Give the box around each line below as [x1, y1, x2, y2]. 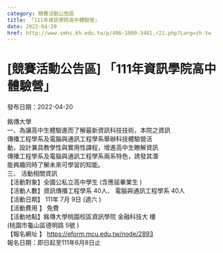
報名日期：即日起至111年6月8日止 [7, 238, 101, 247]
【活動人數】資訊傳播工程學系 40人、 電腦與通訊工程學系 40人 [7, 187, 185, 195]
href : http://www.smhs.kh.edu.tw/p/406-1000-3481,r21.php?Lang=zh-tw [7, 29, 212, 37]
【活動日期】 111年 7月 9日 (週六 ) [7, 195, 101, 204]
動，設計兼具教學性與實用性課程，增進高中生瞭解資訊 [7, 143, 159, 152]
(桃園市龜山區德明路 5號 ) [7, 221, 79, 229]
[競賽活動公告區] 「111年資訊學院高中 [7, 62, 216, 77]
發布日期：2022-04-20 [7, 103, 74, 111]
